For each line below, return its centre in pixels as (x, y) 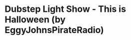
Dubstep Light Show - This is (65, 9)
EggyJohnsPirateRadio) (54, 30)
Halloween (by (35, 20)
